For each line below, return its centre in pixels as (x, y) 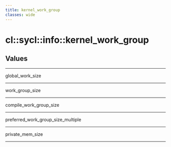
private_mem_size (24, 134)
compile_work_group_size (32, 105)
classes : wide (20, 15)
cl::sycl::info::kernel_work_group (77, 40)
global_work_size (23, 76)
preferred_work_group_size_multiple (43, 120)
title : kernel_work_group (33, 10)
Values (17, 59)
